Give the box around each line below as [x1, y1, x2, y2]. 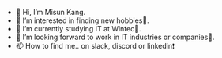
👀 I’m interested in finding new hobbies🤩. [15, 16, 149, 25]
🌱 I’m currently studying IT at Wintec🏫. [15, 24, 141, 33]
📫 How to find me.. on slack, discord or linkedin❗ [15, 42, 175, 50]
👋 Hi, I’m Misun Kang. [15, 8, 86, 16]
